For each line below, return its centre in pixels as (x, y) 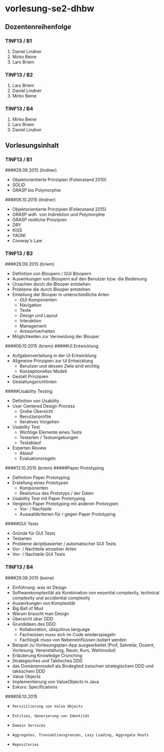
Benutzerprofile (35, 416)
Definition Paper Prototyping (41, 478)
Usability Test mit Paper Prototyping (49, 499)
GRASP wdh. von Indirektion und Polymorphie (58, 214)
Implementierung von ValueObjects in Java (55, 682)
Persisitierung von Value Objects (47, 706)
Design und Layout (39, 315)
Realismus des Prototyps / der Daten (57, 493)
